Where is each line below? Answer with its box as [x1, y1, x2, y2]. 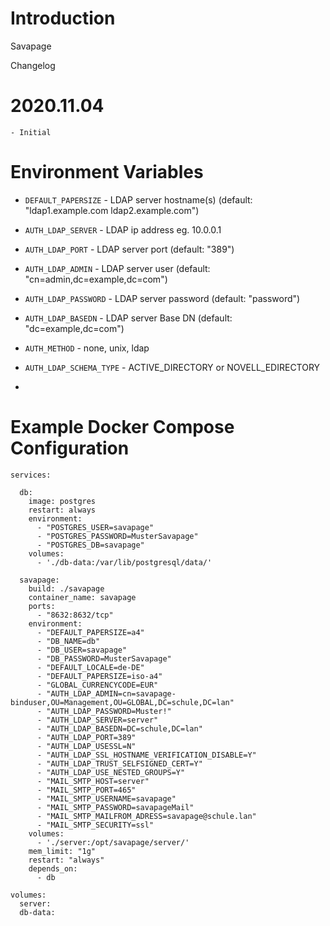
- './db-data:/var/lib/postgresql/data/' [36, 557, 213, 567]
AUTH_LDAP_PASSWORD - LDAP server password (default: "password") [24, 292, 301, 304]
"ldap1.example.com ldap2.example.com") [24, 204, 200, 216]
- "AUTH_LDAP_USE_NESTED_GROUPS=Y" [36, 767, 186, 777]
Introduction [10, 7, 116, 30]
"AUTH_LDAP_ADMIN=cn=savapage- [46, 688, 177, 699]
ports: [28, 601, 56, 611]
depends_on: [28, 863, 78, 874]
